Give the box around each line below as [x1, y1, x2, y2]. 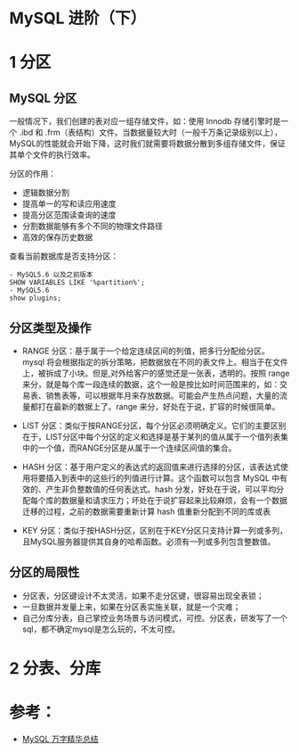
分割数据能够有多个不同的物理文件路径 [21, 220, 163, 232]
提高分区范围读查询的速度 [21, 210, 117, 220]
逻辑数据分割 [21, 187, 69, 198]
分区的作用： [9, 169, 56, 179]
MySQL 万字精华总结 [21, 733, 99, 744]
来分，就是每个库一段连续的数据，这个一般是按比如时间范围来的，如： [21, 379, 280, 389]
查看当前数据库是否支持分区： [9, 251, 118, 261]
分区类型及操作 [9, 320, 92, 335]
